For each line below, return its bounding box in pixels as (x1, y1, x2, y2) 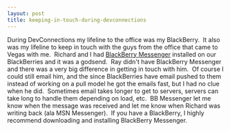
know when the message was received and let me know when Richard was (7, 101, 221, 110)
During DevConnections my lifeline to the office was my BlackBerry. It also (7, 35, 220, 43)
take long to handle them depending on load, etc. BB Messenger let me (7, 94, 211, 102)
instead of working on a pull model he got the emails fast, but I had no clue (7, 79, 220, 88)
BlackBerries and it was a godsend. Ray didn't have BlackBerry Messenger (7, 57, 222, 65)
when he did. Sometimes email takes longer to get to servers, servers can (7, 87, 219, 95)
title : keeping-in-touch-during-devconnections (7, 17, 147, 23)
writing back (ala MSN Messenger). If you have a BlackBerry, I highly (7, 108, 205, 117)
